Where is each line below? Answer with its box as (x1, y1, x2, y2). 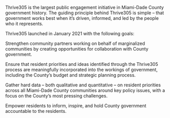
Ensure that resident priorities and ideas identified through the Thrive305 (5, 61, 158, 67)
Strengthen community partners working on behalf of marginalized (5, 40, 145, 46)
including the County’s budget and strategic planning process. (5, 72, 136, 78)
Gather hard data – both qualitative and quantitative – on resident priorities (5, 82, 161, 88)
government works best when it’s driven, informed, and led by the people (5, 15, 159, 21)
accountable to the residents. (5, 108, 67, 114)
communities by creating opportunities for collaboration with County (5, 46, 149, 52)
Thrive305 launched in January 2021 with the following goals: (5, 31, 135, 36)
